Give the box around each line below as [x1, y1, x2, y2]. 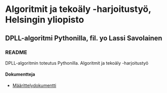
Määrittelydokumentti [12, 83, 56, 89]
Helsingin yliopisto [5, 14, 84, 25]
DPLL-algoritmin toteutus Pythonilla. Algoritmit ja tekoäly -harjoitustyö [5, 60, 149, 66]
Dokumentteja [5, 71, 35, 78]
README [5, 49, 27, 56]
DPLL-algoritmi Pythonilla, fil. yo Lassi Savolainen [5, 34, 163, 42]
